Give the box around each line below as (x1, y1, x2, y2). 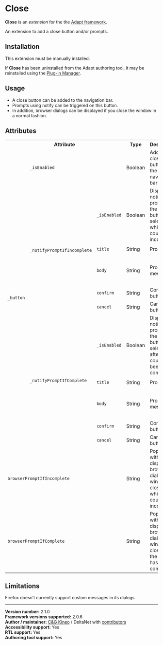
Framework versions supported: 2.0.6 (5, 614, 83, 620)
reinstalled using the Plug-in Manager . (5, 70, 81, 76)
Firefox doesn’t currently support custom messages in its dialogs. (5, 595, 136, 601)
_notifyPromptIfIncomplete (30, 248, 92, 253)
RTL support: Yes (5, 629, 41, 635)
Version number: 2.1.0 (5, 609, 50, 615)
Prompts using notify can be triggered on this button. (12, 102, 118, 108)
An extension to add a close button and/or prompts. (5, 28, 108, 34)
